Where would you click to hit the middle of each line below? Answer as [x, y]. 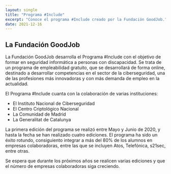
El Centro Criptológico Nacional [46, 109]
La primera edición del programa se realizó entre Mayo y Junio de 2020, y [83, 129]
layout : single [21, 10]
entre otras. [17, 151]
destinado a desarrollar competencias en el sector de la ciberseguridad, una [85, 73]
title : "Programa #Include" [35, 15]
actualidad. [17, 84]
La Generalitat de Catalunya [42, 120]
